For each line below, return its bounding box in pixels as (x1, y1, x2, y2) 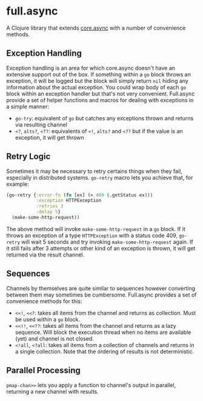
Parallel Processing (6, 365, 81, 376)
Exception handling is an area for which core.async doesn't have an (6, 64, 176, 71)
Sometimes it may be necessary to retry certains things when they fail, (6, 168, 183, 175)
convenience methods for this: (6, 298, 83, 305)
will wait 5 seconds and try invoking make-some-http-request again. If (21, 238, 194, 246)
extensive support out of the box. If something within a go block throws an (6, 71, 191, 78)
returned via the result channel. (6, 251, 85, 258)
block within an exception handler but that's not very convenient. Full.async (6, 90, 195, 97)
